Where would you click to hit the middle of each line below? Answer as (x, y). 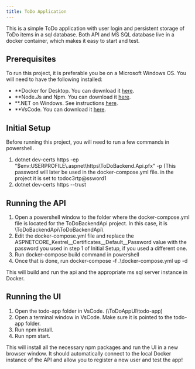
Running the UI (34, 297)
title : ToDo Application (36, 11)
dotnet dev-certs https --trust (50, 185)
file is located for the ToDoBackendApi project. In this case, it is (91, 224)
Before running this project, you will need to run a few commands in (88, 142)
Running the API (36, 203)
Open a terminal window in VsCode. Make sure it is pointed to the (93, 317)
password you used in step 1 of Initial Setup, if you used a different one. (101, 248)
